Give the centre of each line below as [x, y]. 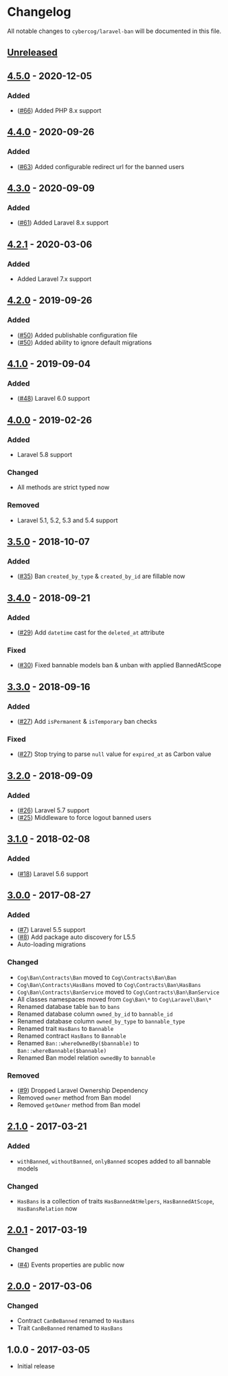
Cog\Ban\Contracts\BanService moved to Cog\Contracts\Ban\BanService [118, 992]
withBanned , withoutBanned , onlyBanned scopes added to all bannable [114, 1161]
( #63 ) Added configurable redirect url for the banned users [101, 166]
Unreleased [33, 53]
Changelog [39, 12]
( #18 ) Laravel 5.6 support [53, 874]
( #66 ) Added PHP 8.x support [59, 111]
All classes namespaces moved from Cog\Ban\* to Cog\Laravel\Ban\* [114, 999]
